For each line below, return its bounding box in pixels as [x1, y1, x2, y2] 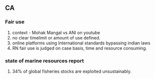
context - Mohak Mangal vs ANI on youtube [12, 29, 100, 36]
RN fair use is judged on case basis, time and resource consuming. [12, 45, 147, 51]
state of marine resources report [5, 57, 84, 64]
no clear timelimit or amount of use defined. [12, 35, 101, 40]
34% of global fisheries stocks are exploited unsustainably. [12, 68, 132, 74]
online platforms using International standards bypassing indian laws [12, 40, 151, 46]
